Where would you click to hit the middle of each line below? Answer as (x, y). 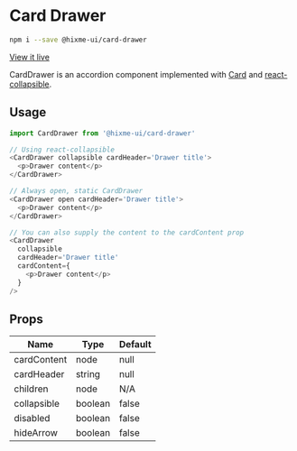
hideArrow (36, 433)
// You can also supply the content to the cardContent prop (127, 232)
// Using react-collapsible (62, 150)
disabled (32, 419)
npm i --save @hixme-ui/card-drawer (78, 40)
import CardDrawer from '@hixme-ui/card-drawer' (102, 133)
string (88, 374)
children (31, 389)
